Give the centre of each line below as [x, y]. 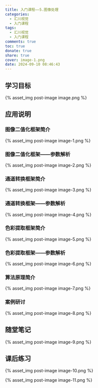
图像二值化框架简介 [28, 130]
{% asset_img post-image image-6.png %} [48, 264]
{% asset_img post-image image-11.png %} [49, 380]
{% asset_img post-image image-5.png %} [48, 239]
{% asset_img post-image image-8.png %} [48, 313]
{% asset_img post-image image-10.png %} [49, 371]
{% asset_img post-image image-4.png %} [48, 215]
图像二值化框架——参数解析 [38, 154]
